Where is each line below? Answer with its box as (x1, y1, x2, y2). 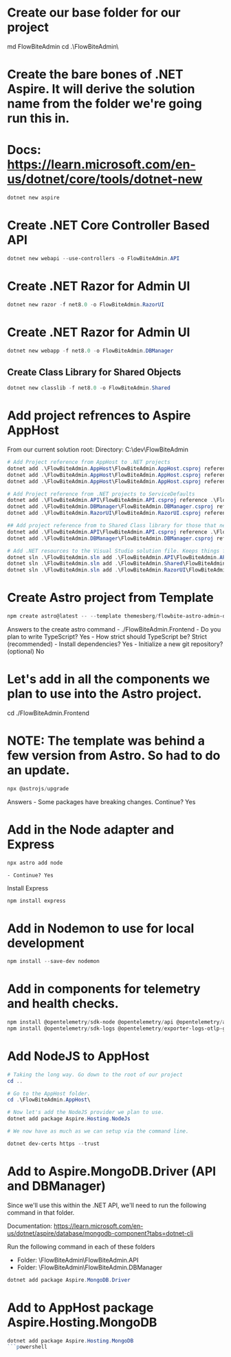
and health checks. (7, 996, 119, 1012)
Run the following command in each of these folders (7, 1242, 155, 1251)
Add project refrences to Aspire (7, 408, 191, 424)
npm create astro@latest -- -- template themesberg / (7, 613, 158, 620)
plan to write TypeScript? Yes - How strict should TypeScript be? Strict (7, 632, 208, 641)
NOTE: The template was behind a (7, 733, 205, 749)
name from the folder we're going (7, 96, 203, 112)
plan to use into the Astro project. (7, 686, 202, 702)
